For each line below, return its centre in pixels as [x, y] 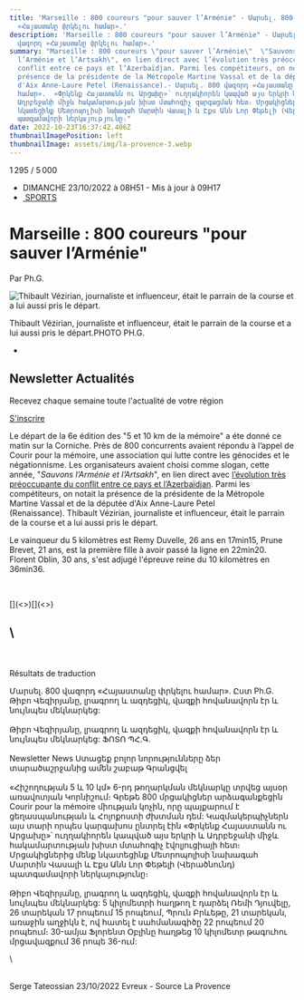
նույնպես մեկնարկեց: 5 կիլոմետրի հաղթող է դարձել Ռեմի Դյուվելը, [150, 903]
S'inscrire [27, 418]
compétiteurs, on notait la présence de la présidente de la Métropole [137, 493]
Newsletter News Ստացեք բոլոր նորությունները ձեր [115, 759]
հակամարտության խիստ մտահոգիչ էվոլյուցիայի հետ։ [125, 845]
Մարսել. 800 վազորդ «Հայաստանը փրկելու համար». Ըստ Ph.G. [142, 691]
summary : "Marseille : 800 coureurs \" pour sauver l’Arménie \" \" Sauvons [153, 52]
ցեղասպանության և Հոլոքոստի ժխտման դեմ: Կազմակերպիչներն [149, 816]
